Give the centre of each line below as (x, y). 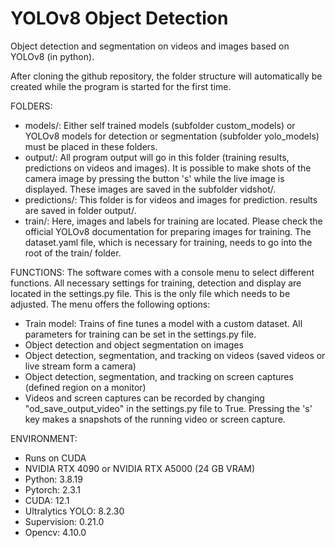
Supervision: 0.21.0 (64, 521)
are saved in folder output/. (80, 210)
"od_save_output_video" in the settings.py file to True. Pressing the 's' (168, 408)
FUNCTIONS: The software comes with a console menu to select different (162, 272)
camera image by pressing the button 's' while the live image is (154, 178)
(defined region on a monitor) (85, 387)
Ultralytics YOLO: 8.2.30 (74, 511)
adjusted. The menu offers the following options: (110, 304)
